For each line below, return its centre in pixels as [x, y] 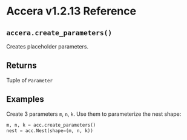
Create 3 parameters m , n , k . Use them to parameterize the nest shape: [94, 114]
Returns [22, 66]
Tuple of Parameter [30, 80]
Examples [25, 99]
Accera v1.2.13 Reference [71, 11]
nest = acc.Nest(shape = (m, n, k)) [50, 131]
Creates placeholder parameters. [48, 46]
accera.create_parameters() [59, 33]
